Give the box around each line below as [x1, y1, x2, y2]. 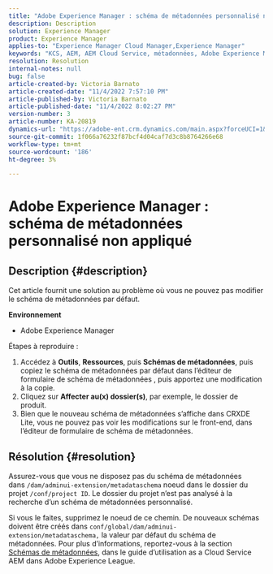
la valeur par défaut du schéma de [101, 530, 217, 540]
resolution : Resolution [8, 58, 89, 66]
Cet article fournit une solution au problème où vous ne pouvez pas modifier [8, 286, 264, 296]
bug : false [8, 72, 45, 80]
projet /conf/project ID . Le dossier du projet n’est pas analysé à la [8, 489, 233, 498]
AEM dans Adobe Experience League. [8, 556, 136, 566]
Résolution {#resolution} [8, 450, 136, 464]
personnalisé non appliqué [8, 232, 193, 250]
